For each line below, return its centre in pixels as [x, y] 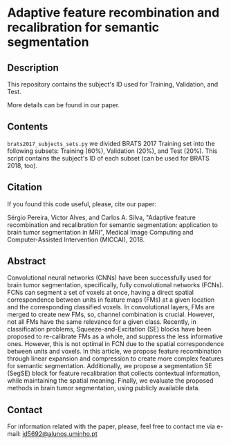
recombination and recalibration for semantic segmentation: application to [112, 225]
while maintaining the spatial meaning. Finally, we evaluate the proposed [110, 381]
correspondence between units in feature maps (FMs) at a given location [111, 300]
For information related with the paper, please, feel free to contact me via [111, 426]
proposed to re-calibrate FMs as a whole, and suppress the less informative [115, 336]
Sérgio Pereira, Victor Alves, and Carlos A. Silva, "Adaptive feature [101, 217]
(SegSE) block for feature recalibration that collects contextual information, [114, 373]
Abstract [27, 261]
